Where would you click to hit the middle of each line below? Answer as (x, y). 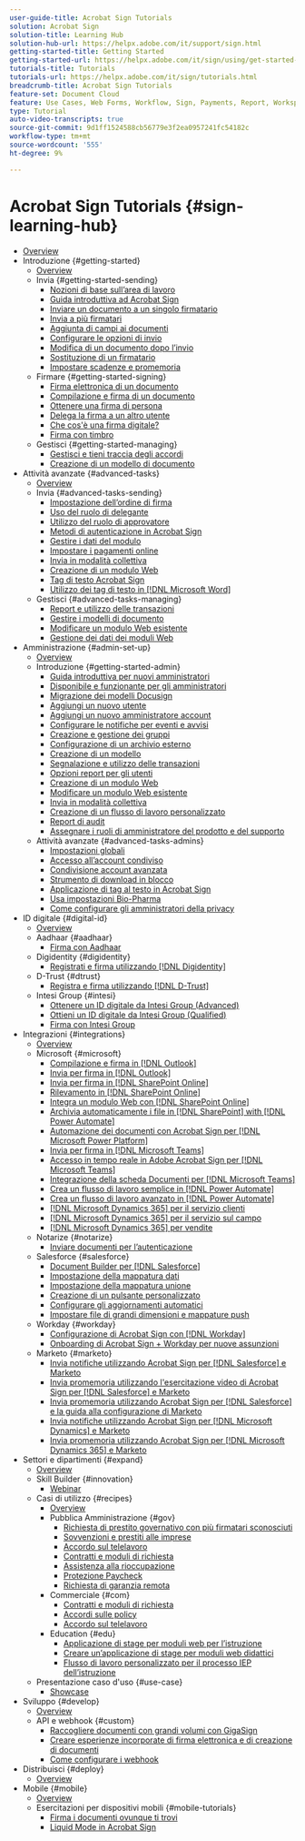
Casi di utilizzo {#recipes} (84, 1498)
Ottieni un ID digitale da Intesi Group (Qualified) (138, 1015)
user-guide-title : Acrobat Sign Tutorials (91, 18)
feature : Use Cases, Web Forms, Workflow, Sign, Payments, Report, (140, 102)
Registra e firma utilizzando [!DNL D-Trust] (129, 986)
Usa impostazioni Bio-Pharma (105, 898)
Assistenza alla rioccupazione (119, 1565)
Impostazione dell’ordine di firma (111, 502)
